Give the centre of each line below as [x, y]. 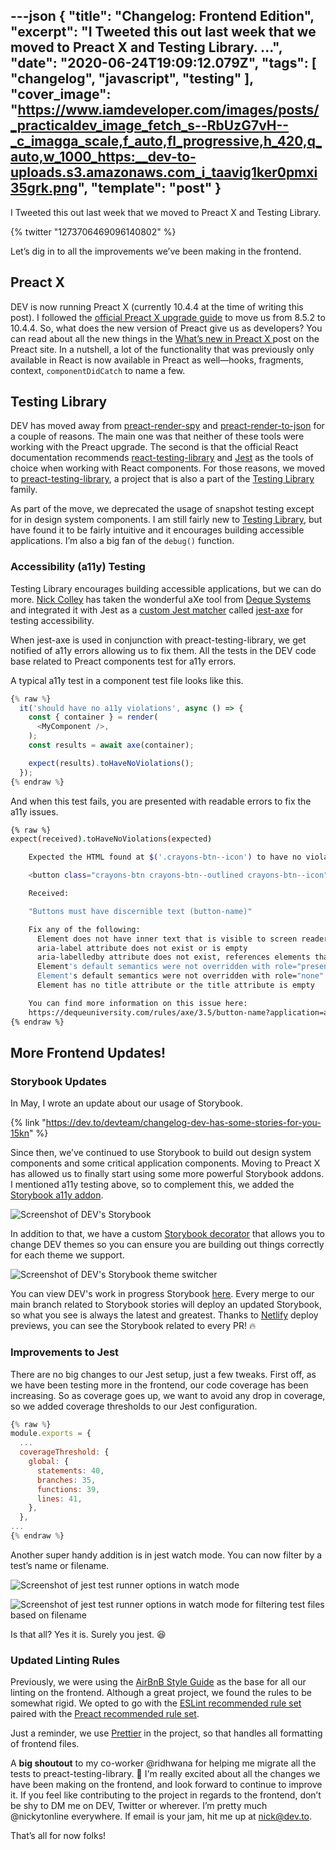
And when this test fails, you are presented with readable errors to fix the [161, 801]
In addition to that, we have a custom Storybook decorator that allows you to [167, 1234]
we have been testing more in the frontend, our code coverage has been [159, 1385]
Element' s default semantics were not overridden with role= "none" [180, 976]
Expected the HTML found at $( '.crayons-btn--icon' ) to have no [165, 857]
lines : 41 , [59, 1499]
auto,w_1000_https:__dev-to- [103, 157]
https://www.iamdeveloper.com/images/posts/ [168, 110]
